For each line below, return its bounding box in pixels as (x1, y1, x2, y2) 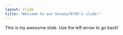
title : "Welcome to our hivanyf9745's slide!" (5, 12, 101, 16)
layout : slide (5, 7, 34, 12)
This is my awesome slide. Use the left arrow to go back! (5, 24, 119, 30)
